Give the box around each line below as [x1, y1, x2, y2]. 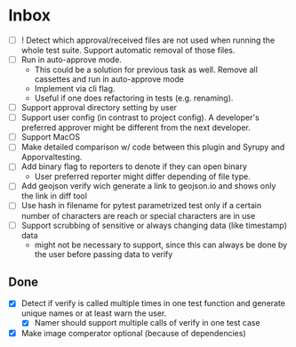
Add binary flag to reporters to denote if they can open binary [20, 161, 248, 172]
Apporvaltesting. [20, 152, 83, 163]
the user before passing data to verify [34, 248, 173, 259]
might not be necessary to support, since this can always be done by [34, 239, 288, 250]
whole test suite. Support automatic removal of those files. [20, 45, 236, 55]
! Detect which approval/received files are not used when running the [20, 35, 276, 45]
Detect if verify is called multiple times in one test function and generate [20, 298, 286, 309]
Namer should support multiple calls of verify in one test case [34, 318, 260, 328]
